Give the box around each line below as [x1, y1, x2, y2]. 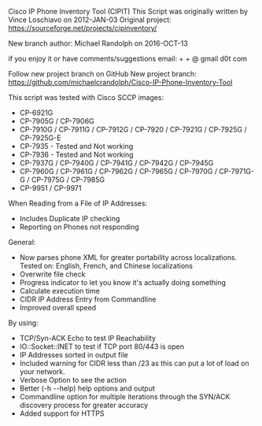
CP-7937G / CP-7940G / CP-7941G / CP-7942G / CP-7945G [19, 158, 214, 168]
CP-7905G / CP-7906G [19, 117, 94, 125]
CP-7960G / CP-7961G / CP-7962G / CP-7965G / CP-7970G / [19, 167, 218, 176]
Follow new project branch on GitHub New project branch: [8, 69, 197, 78]
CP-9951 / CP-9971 [19, 183, 82, 192]
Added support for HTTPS [19, 409, 105, 418]
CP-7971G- [219, 167, 254, 176]
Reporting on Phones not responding [19, 222, 139, 232]
